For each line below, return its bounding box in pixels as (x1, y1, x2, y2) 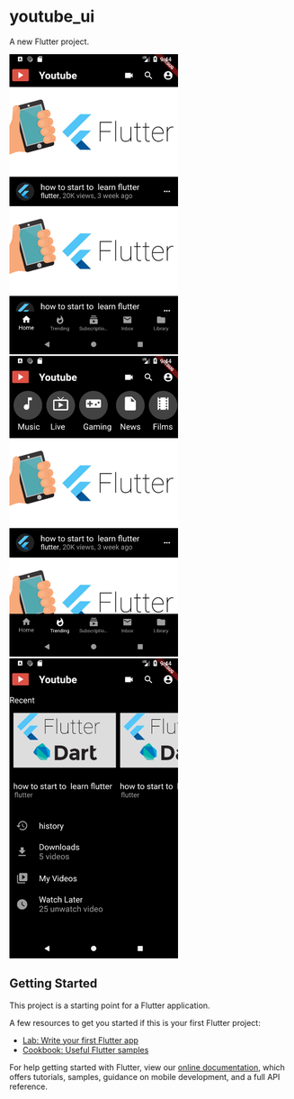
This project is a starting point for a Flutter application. (9, 1000, 210, 1011)
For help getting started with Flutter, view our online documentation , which (9, 1061, 286, 1073)
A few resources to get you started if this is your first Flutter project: (9, 1017, 261, 1028)
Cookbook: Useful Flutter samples (22, 1044, 149, 1055)
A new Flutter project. (9, 36, 90, 47)
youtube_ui (9, 6, 95, 27)
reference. (9, 1081, 48, 1092)
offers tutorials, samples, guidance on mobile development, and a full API (9, 1071, 281, 1082)
